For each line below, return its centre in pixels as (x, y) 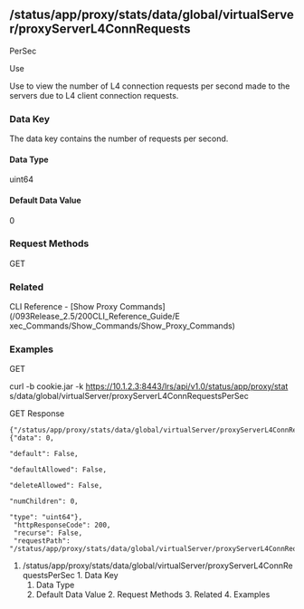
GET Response (37, 414)
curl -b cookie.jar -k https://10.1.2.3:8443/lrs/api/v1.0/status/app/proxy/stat (149, 386)
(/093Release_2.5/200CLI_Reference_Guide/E (95, 317)
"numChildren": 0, (44, 501)
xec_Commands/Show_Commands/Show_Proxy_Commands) (122, 326)
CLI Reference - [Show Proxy (64, 307)
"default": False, (44, 454)
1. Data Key (98, 576)
